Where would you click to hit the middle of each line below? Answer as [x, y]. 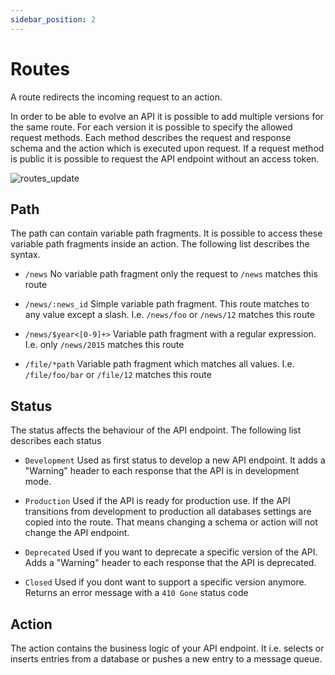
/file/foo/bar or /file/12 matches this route [118, 375]
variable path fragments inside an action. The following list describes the [160, 244]
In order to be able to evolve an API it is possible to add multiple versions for [167, 116]
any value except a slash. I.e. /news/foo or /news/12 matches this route [169, 315]
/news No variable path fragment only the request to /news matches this [171, 274]
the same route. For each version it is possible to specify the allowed [151, 127]
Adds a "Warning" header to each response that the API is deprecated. [170, 563]
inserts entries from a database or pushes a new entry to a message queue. [166, 659]
